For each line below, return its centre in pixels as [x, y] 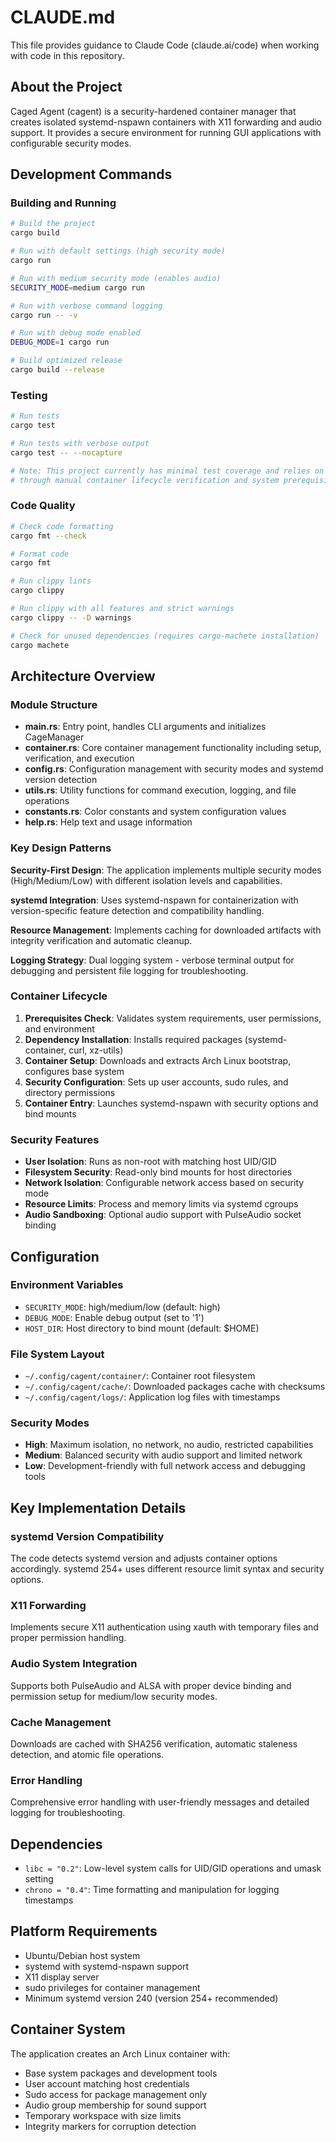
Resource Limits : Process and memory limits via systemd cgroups [161, 1204]
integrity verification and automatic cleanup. [101, 940]
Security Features [55, 1139]
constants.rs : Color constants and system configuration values [155, 812]
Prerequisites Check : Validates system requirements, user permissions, [173, 1018]
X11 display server [62, 1977]
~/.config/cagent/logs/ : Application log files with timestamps [152, 1397]
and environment [59, 1028]
